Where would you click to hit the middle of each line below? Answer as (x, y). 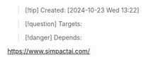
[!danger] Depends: (53, 37)
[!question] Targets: (54, 24)
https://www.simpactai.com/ (49, 51)
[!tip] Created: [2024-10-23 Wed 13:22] (82, 10)
